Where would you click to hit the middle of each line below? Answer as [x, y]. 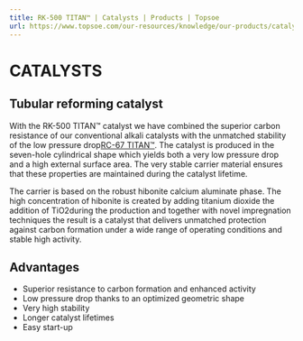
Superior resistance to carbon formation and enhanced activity [139, 289]
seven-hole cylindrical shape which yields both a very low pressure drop [144, 154]
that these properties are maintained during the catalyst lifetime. [129, 173]
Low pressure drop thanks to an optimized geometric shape [133, 299]
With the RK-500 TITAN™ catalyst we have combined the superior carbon [145, 125]
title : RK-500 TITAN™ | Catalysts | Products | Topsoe [115, 18]
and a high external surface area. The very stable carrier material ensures [146, 164]
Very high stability [56, 309]
